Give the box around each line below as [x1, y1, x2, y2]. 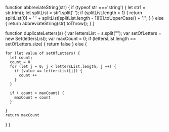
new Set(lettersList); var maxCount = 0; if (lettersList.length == [5, 35, 136, 41]
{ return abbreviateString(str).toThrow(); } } [5, 20, 95, 26]
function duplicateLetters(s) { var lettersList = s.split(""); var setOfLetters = [5, 30, 162, 36]
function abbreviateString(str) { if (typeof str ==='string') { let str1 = [5, 5, 146, 10]
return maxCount [5, 113, 39, 118]
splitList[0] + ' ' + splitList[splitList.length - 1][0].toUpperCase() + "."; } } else [5, 15, 164, 21]
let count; [10, 55, 33, 60]
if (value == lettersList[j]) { [14, 68, 82, 73]
